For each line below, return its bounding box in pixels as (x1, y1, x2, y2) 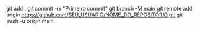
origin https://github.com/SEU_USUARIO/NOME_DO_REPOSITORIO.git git (6, 11, 183, 18)
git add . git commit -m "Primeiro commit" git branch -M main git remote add (6, 5, 193, 12)
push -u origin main (6, 18, 54, 24)
